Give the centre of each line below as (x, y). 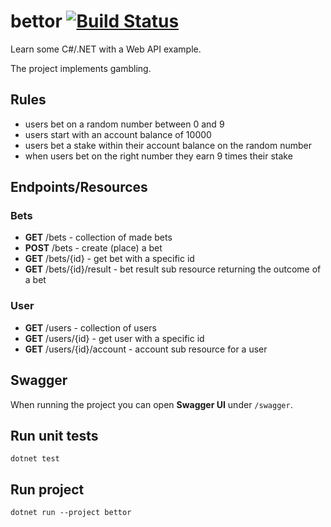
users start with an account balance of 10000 (118, 134)
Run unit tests (54, 435)
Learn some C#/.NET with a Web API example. (106, 49)
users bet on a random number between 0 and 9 (124, 124)
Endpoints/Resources (79, 187)
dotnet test (35, 459)
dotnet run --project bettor (71, 513)
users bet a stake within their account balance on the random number (168, 145)
